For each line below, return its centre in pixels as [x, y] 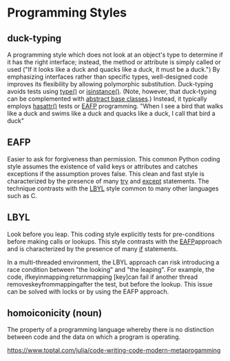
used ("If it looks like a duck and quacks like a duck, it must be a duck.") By [114, 69]
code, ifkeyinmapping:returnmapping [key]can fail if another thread [103, 277]
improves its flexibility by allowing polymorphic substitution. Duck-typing [110, 84]
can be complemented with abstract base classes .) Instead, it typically [107, 99]
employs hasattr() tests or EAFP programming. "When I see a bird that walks [115, 106]
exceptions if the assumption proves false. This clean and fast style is [106, 173]
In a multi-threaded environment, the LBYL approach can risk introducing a [113, 262]
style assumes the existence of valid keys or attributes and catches [103, 166]
